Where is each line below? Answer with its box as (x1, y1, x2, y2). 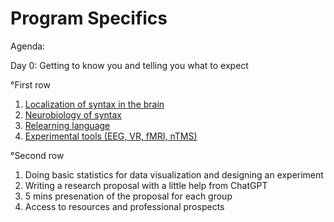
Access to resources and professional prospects (24, 200, 225, 212)
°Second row (10, 149, 65, 161)
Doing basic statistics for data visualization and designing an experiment (24, 168, 324, 181)
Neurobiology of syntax (24, 108, 122, 121)
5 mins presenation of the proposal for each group (24, 190, 233, 202)
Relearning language (24, 119, 111, 131)
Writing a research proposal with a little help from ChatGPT (24, 179, 268, 191)
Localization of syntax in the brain (24, 98, 165, 110)
